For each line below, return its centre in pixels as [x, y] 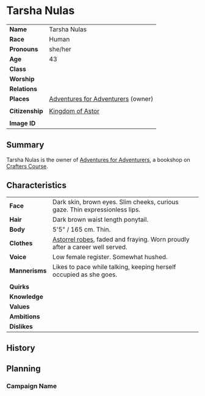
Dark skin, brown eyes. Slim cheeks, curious [116, 202]
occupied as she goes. [85, 274]
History [21, 348]
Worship [22, 79]
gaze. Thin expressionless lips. [96, 210]
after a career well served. [90, 247]
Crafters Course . [27, 166]
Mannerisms [28, 271]
